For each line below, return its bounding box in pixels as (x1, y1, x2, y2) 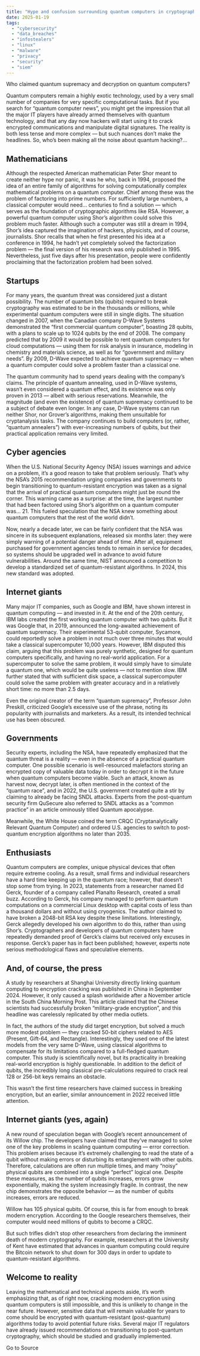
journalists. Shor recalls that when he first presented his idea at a (6, 233, 165, 241)
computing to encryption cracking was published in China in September (6, 985, 182, 993)
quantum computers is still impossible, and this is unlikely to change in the (6, 1300, 188, 1308)
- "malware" (11, 48, 42, 54)
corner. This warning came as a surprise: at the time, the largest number (6, 495, 183, 502)
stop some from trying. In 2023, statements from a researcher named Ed (6, 883, 185, 890)
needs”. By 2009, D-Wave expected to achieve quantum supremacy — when (6, 355, 194, 362)
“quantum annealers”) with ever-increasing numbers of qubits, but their (6, 424, 182, 430)
